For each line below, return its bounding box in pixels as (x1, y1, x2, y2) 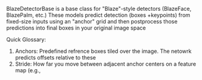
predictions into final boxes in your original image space (6, 24, 146, 31)
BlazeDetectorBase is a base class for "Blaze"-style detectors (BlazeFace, (6, 5, 192, 12)
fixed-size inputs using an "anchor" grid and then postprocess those (6, 18, 178, 25)
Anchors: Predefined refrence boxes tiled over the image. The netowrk (15, 48, 192, 55)
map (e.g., (15, 67, 41, 74)
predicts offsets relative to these (15, 54, 96, 61)
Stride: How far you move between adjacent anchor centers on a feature (15, 60, 197, 67)
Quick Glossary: (6, 36, 47, 43)
